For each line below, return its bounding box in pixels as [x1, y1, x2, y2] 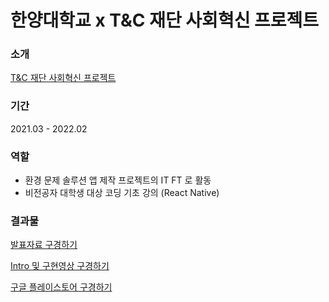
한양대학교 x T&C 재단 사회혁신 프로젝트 [10, 9, 320, 32]
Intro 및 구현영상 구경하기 [10, 260, 110, 272]
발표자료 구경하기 [10, 239, 78, 251]
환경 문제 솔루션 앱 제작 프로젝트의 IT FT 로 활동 [24, 174, 212, 186]
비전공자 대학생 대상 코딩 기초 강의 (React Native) [24, 187, 220, 199]
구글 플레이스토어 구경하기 [10, 281, 113, 293]
